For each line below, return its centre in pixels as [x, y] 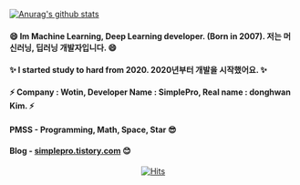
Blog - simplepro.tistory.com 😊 [70, 150]
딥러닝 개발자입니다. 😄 [76, 47]
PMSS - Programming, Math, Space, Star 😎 [93, 130]
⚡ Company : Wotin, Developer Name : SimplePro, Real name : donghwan [150, 92]
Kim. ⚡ [22, 106]
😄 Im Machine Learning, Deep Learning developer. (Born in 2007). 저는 [146, 36]
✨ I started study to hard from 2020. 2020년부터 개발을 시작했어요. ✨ [138, 70]
